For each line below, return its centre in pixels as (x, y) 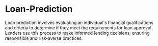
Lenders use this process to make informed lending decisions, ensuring (77, 33)
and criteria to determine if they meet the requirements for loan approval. (79, 27)
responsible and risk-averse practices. (44, 38)
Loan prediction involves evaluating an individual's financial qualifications (79, 23)
